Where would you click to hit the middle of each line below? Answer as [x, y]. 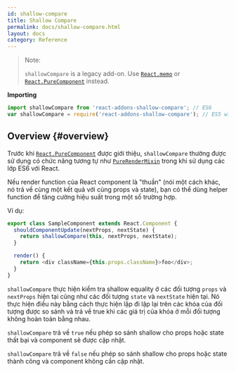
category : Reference [38, 40]
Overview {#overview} [58, 136]
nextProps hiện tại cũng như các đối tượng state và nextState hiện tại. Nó [113, 296]
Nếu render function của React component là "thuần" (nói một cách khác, [114, 182]
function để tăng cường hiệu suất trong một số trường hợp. [92, 197]
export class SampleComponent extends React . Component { [92, 223]
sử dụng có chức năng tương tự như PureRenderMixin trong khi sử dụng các [116, 161]
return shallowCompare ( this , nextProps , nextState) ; [99, 237]
